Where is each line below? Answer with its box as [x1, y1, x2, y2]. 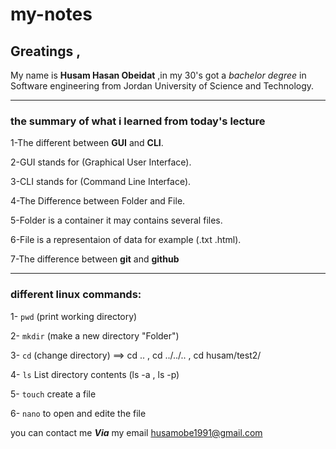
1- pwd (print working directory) [10, 310, 138, 322]
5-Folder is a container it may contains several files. [10, 214, 223, 227]
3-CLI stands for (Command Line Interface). [10, 176, 192, 188]
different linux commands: [10, 288, 142, 302]
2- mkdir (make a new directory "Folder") [10, 329, 180, 342]
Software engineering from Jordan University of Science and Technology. [10, 80, 315, 92]
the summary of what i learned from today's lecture [10, 114, 266, 128]
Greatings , [10, 43, 82, 60]
